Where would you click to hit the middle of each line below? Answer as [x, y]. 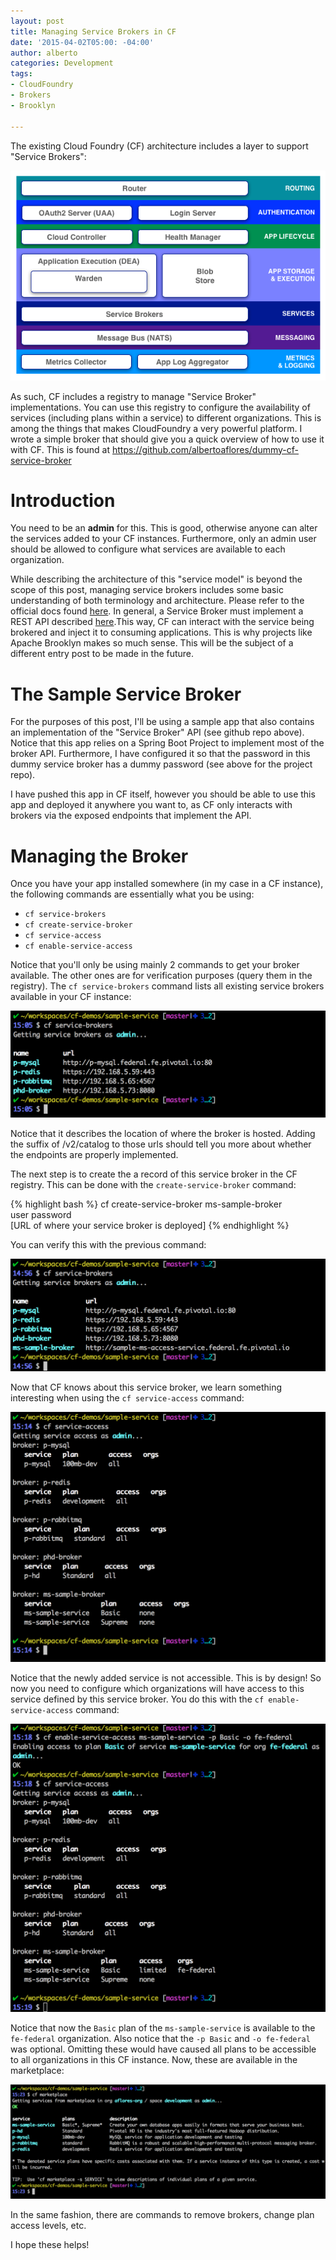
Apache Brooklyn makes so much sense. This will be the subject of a [152, 643]
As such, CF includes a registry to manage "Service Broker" [133, 396]
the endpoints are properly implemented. [94, 1154]
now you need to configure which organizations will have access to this [157, 1688]
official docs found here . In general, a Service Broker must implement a [157, 611]
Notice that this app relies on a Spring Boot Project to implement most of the [167, 743]
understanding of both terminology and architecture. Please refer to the [157, 601]
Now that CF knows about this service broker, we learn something [146, 1387]
